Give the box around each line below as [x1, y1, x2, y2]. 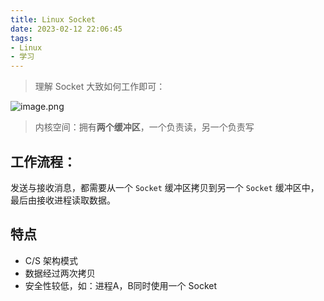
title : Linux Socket [10, 14, 97, 25]
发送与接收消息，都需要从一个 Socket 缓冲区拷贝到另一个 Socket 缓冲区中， [10, 181, 320, 193]
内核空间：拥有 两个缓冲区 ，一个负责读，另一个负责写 [34, 121, 255, 133]
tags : [10, 33, 33, 43]
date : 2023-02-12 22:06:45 [10, 24, 123, 34]
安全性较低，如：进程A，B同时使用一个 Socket [24, 279, 218, 291]
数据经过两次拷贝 [24, 267, 96, 279]
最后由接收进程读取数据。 [10, 194, 116, 206]
